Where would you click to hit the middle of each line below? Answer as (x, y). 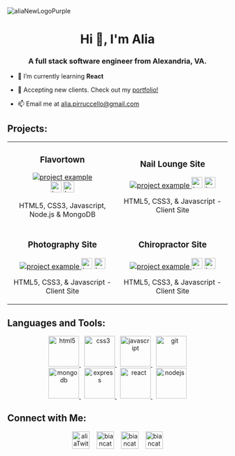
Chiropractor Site (173, 245)
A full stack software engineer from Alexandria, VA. (117, 61)
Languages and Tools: (57, 323)
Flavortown (62, 160)
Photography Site (62, 245)
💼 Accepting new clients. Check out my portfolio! (88, 90)
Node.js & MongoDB (62, 214)
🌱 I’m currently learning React (60, 76)
